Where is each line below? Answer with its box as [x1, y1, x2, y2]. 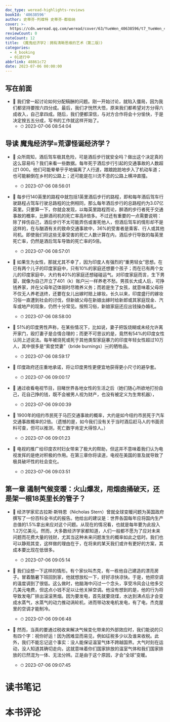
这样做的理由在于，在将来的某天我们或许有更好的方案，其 [44, 540, 163, 546]
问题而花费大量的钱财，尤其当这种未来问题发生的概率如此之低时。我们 [12, 534, 159, 540]
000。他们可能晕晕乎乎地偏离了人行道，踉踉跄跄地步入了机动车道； [20, 166, 162, 172]
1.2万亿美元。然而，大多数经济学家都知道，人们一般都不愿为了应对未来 [12, 527, 161, 534]
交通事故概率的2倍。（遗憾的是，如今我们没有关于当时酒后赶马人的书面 [12, 419, 160, 425]
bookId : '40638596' [5, 12, 47, 17]
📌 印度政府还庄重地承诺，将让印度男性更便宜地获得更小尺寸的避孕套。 [12, 364, 159, 370]
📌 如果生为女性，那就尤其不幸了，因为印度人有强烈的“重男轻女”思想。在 [12, 259, 163, 265]
